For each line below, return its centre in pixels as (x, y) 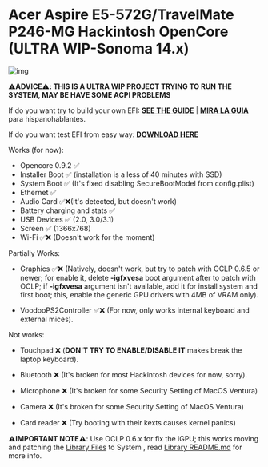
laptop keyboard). (49, 359)
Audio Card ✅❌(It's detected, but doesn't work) (98, 201)
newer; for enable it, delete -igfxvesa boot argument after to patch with (138, 277)
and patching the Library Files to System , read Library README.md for (125, 447)
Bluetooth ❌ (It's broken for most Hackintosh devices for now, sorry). (134, 374)
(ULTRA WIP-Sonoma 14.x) (99, 49)
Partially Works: (34, 253)
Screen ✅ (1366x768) (55, 228)
